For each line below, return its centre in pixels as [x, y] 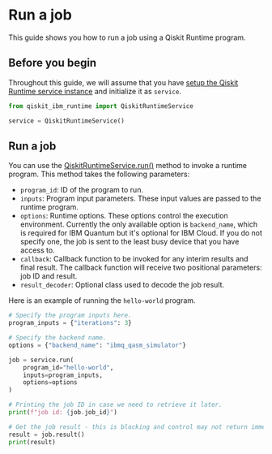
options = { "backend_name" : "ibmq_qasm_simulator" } [97, 345]
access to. [37, 250]
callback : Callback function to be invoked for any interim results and [134, 259]
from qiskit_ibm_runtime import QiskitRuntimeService [101, 106]
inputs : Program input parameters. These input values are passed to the [140, 199]
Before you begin [53, 63]
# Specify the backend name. [57, 338]
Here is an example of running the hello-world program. [102, 301]
